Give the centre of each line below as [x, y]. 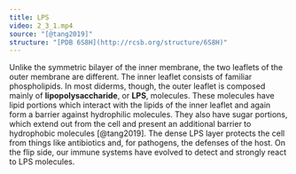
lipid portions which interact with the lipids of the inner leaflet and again [140, 105]
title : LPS [29, 17]
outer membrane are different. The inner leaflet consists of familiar [131, 77]
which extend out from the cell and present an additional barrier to [130, 124]
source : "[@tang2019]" [51, 34]
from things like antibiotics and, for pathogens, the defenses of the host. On [148, 143]
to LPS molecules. [42, 162]
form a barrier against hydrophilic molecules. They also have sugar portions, [148, 115]
